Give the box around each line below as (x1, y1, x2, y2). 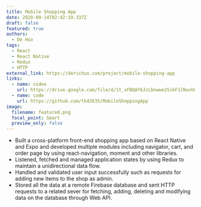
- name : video (11, 82, 47, 88)
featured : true (6, 25, 44, 32)
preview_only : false (11, 121, 63, 127)
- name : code (11, 92, 44, 98)
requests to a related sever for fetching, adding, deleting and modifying (14, 188, 191, 195)
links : (6, 76, 23, 82)
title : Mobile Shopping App (6, 8, 77, 15)
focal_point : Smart (11, 115, 60, 121)
